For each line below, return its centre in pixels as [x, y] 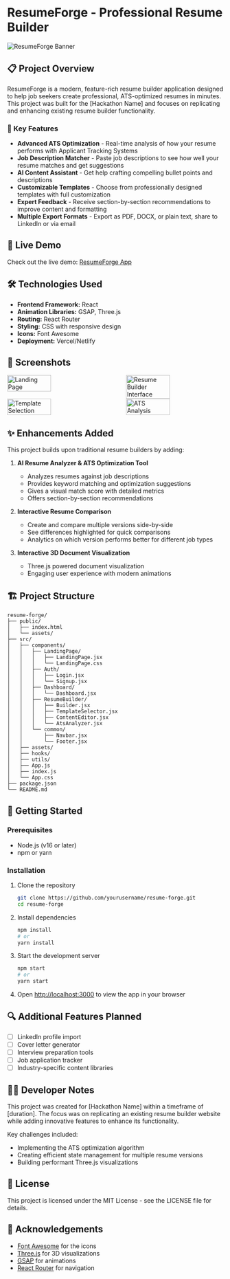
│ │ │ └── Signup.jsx [47, 682]
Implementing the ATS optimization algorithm [81, 1148]
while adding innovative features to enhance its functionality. [93, 1121]
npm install [34, 930]
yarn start [33, 981]
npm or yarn [34, 852]
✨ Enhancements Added [60, 433]
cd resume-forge [40, 904]
